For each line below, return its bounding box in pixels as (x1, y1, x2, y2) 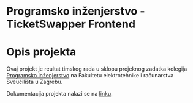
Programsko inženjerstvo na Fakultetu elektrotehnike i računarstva (6, 72, 174, 79)
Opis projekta (6, 45, 77, 59)
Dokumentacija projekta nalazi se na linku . (6, 90, 113, 98)
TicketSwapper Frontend (6, 17, 136, 31)
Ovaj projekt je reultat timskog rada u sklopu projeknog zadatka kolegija (6, 65, 187, 73)
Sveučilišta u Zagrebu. (6, 78, 63, 86)
